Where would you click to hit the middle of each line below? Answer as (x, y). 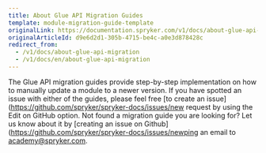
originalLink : (32, 30)
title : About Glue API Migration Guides (76, 15)
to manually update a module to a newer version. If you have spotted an (125, 90)
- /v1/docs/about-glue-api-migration (78, 52)
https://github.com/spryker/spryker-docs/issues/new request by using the (132, 106)
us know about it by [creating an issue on (75, 124)
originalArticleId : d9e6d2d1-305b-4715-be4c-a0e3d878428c (106, 37)
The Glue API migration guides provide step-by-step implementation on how (133, 82)
